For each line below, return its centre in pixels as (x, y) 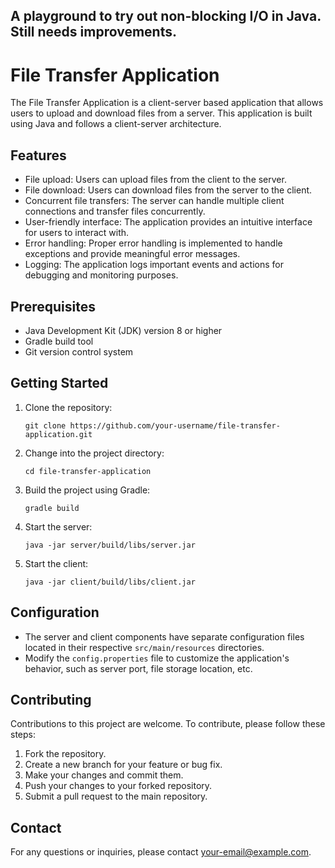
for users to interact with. (77, 233)
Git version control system (79, 351)
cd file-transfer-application (88, 471)
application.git (58, 434)
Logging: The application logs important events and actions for (154, 265)
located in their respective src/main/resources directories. (144, 647)
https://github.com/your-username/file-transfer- (175, 425)
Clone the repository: (68, 407)
